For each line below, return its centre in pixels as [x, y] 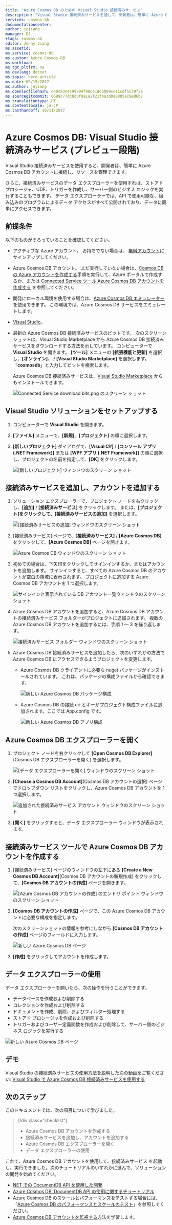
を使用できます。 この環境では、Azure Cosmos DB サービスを [78, 304]
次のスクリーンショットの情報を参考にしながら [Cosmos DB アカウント [88, 928]
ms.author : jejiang [26, 86]
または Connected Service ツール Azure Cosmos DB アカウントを [95, 281]
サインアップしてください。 [42, 257]
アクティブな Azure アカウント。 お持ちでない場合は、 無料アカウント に [89, 250]
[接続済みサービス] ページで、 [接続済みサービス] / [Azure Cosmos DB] [87, 536]
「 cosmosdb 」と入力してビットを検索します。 [62, 365]
